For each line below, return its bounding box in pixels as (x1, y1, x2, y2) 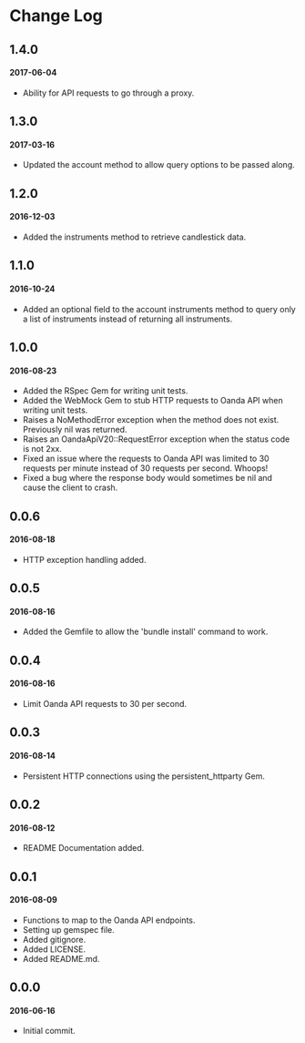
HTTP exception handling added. (22, 554, 147, 565)
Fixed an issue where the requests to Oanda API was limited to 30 (22, 453, 270, 465)
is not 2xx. (22, 444, 62, 455)
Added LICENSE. (22, 944, 86, 955)
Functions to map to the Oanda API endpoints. (22, 915, 196, 925)
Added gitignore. (22, 934, 86, 945)
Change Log (9, 5, 103, 26)
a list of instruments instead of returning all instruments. (22, 313, 233, 324)
